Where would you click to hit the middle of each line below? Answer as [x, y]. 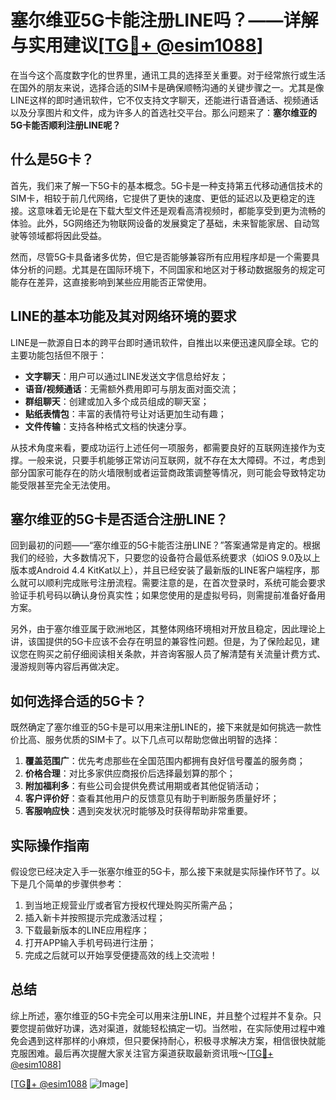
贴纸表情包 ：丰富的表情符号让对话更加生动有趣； [125, 413]
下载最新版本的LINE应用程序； [87, 930]
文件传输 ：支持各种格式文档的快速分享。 [108, 426]
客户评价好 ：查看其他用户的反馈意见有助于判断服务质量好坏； [152, 798]
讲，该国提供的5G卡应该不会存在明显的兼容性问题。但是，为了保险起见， [161, 642]
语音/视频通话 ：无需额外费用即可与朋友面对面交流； [132, 388]
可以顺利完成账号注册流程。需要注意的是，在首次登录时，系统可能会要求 [176, 583]
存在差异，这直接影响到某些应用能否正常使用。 [115, 282]
